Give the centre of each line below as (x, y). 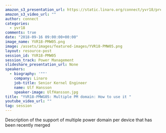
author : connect (22, 19)
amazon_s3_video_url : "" (31, 14)
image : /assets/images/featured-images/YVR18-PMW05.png (64, 46)
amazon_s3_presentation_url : (35, 10)
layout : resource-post (28, 51)
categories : (17, 23)
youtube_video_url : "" (28, 101)
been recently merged (28, 125)
